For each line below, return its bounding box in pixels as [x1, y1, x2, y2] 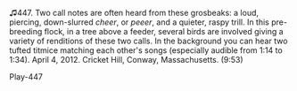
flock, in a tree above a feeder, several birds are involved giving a [44, 27, 284, 36]
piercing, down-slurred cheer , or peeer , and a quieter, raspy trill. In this [9, 17, 269, 27]
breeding [9, 27, 43, 36]
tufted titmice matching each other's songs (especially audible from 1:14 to [9, 45, 283, 56]
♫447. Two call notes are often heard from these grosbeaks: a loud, [9, 8, 260, 18]
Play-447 [9, 72, 43, 82]
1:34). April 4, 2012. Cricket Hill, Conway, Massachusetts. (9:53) [9, 55, 243, 64]
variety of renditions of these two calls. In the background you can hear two [9, 35, 288, 46]
